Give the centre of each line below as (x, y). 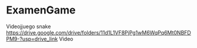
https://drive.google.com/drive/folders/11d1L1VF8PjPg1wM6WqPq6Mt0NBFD (98, 32)
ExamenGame (41, 10)
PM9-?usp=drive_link (32, 39)
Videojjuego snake (29, 26)
